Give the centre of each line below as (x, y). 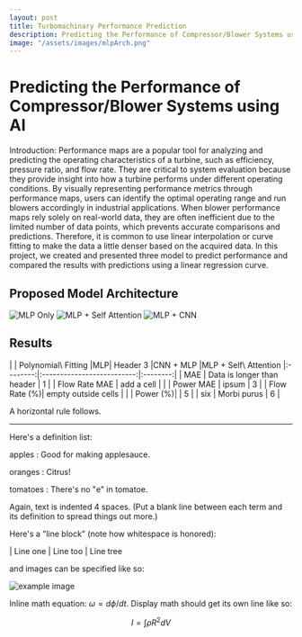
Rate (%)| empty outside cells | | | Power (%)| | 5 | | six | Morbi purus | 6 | (145, 393)
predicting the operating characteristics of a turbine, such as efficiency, (142, 160)
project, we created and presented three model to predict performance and (149, 256)
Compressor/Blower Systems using (145, 107)
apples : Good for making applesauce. (80, 454)
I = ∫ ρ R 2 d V (151, 622)
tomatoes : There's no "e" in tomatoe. (79, 489)
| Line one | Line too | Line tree (66, 551)
